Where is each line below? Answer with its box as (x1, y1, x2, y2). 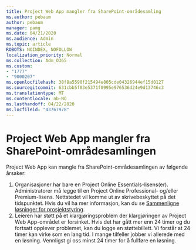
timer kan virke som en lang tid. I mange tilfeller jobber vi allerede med (14, 231, 185, 238)
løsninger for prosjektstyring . (14, 206, 85, 213)
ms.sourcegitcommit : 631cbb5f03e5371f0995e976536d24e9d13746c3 (6, 85, 164, 91)
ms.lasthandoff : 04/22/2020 (6, 101, 75, 107)
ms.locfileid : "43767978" (6, 107, 69, 112)
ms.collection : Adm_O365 (6, 57, 67, 63)
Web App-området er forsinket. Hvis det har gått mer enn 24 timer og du (14, 218, 190, 225)
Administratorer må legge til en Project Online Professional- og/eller (14, 187, 178, 194)
